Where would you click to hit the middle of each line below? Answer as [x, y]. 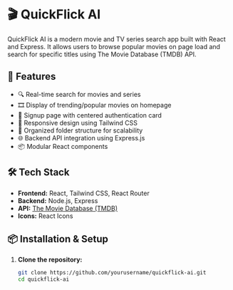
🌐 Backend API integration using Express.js [81, 138]
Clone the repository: [50, 260]
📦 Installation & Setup [58, 239]
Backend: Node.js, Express [58, 200]
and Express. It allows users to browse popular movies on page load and [114, 46]
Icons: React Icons [45, 216]
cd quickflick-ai [43, 279]
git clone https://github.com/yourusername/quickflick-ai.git [112, 273]
